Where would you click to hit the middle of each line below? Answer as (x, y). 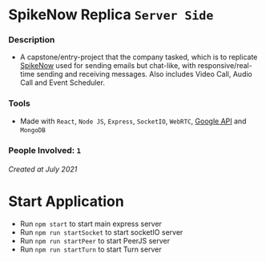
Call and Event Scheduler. (62, 83)
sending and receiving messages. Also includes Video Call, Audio (144, 75)
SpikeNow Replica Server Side (111, 15)
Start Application (66, 202)
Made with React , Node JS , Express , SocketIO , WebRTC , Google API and (133, 121)
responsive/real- (225, 66)
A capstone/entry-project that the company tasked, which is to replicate (139, 57)
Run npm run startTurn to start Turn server (91, 249)
